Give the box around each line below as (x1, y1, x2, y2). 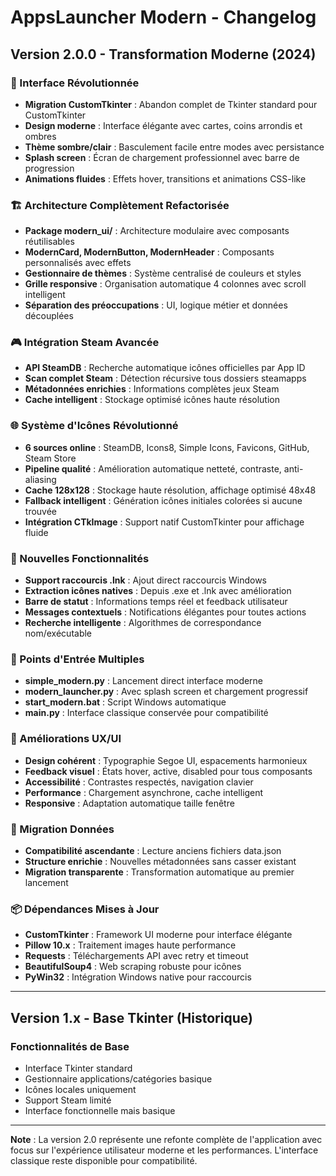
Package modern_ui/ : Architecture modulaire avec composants (24, 225, 290, 237)
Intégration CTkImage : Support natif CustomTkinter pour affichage (24, 516, 305, 528)
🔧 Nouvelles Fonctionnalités (10, 551, 150, 565)
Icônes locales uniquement (24, 1083, 137, 1095)
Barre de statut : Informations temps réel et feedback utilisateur (24, 596, 288, 608)
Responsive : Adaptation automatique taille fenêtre (24, 797, 235, 809)
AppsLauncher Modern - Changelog (10, 6, 317, 29)
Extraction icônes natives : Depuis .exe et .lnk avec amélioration (24, 585, 292, 597)
